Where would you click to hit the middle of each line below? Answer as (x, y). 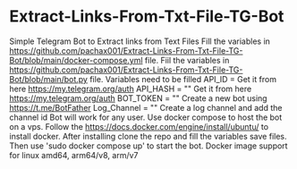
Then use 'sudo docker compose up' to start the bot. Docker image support (148, 146)
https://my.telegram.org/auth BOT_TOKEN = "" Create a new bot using (138, 98)
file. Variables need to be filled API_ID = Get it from (183, 79)
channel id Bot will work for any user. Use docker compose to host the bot (146, 117)
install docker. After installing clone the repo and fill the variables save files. (148, 136)
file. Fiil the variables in (187, 60)
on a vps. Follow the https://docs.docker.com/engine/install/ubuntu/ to (139, 126)
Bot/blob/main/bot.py (48, 79)
